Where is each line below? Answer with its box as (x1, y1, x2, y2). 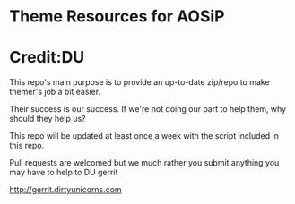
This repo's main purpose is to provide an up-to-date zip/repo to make (9, 77, 271, 88)
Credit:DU (9, 47, 85, 68)
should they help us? (9, 114, 86, 124)
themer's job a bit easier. (9, 87, 101, 98)
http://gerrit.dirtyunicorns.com (9, 184, 123, 195)
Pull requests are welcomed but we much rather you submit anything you (9, 157, 280, 168)
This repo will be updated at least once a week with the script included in (9, 131, 280, 141)
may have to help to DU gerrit (9, 167, 118, 178)
